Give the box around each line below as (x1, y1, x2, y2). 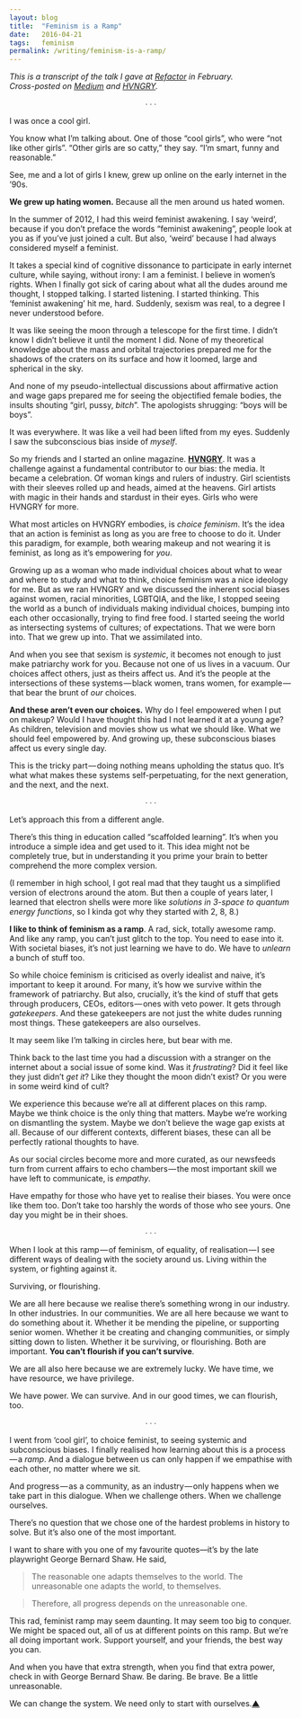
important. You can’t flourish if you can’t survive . (9, 1346, 195, 1357)
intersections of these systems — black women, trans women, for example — (9, 677, 292, 688)
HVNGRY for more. (9, 501, 79, 512)
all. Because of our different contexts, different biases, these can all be (9, 1127, 271, 1138)
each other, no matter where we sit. (9, 1464, 141, 1474)
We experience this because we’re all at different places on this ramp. (9, 1098, 268, 1110)
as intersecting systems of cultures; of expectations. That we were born (9, 622, 276, 633)
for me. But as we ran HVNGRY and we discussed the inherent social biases (9, 584, 290, 595)
